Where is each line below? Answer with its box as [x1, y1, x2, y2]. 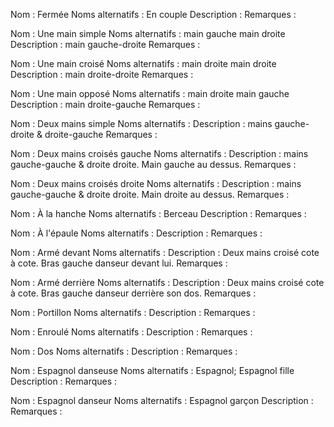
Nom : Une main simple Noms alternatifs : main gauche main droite [10, 28, 286, 39]
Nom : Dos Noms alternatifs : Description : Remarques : [10, 345, 238, 357]
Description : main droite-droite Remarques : [10, 69, 194, 80]
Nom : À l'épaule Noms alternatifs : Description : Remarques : [10, 227, 263, 239]
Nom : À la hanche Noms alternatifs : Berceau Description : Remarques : [10, 208, 307, 219]
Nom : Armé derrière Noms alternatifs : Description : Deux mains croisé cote [10, 277, 325, 288]
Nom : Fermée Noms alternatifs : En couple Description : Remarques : [10, 9, 297, 20]
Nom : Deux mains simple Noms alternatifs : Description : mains [10, 118, 273, 129]
